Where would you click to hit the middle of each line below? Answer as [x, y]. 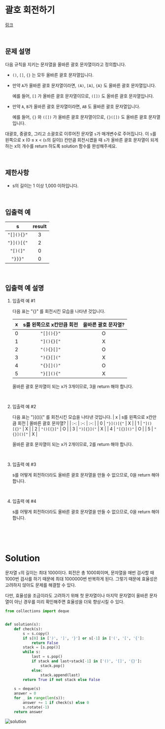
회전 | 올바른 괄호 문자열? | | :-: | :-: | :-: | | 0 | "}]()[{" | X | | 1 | [80, 423]
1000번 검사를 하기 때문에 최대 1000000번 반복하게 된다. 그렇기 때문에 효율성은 [81, 579]
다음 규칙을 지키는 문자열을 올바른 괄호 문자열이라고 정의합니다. [66, 64]
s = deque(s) [27, 689]
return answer [28, 712]
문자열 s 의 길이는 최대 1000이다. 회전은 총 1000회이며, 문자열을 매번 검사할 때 [80, 573]
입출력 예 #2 [24, 407]
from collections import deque [37, 611]
